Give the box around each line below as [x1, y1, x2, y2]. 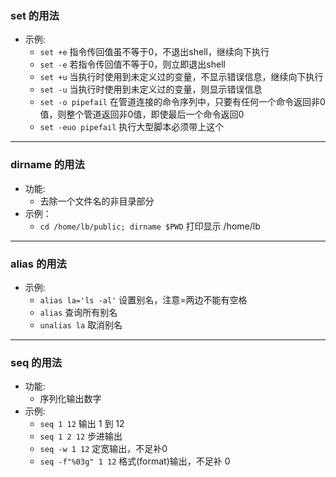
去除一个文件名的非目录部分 [39, 195, 155, 207]
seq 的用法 [10, 355, 63, 369]
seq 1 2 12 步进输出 [39, 430, 123, 442]
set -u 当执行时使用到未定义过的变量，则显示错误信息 [39, 83, 263, 96]
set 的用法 [10, 8, 60, 22]
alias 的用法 [10, 257, 67, 271]
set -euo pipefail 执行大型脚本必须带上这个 [39, 121, 225, 133]
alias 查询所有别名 [39, 306, 118, 318]
